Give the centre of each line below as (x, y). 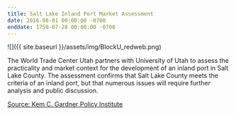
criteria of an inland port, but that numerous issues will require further (109, 83)
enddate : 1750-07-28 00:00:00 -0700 (61, 27)
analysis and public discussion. (53, 91)
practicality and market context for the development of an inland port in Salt (118, 68)
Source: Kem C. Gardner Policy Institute (65, 104)
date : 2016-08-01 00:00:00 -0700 (57, 20)
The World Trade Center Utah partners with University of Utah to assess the (118, 61)
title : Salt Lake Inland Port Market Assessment (80, 14)
